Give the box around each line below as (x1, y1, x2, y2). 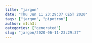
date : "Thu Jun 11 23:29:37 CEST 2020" (5, 12, 88, 17)
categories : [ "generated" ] (5, 26, 61, 31)
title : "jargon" (5, 7, 39, 12)
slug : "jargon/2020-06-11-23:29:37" (5, 30, 81, 35)
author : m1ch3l (5, 21, 37, 26)
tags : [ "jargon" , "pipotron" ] (5, 16, 68, 21)
